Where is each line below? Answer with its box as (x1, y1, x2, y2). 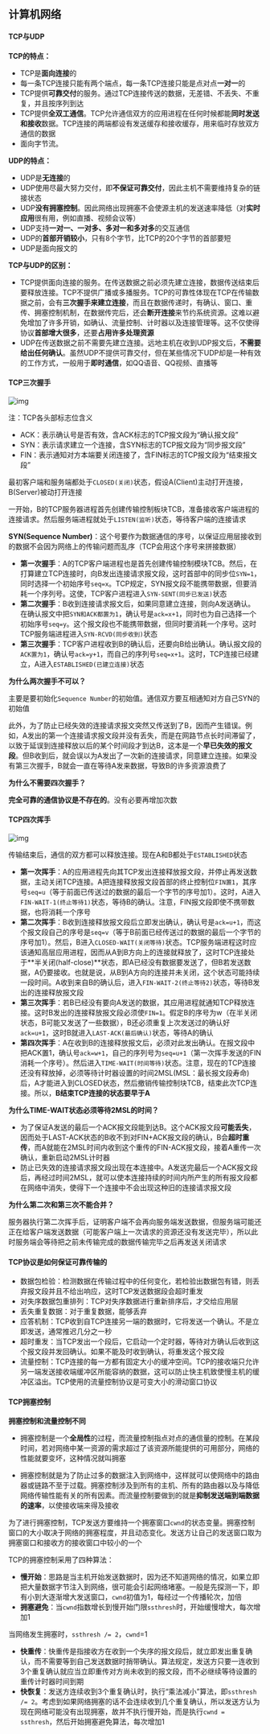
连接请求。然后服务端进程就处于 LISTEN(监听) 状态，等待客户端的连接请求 (8, 514, 247, 524)
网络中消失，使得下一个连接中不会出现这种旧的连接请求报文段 (27, 1183, 231, 1192)
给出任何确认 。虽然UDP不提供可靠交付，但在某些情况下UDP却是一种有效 (19, 348, 261, 357)
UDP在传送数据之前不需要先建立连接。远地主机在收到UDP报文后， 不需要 (19, 337, 261, 348)
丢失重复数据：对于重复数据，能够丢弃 (19, 1307, 147, 1316)
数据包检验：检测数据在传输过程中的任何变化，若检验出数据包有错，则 (19, 1276, 253, 1286)
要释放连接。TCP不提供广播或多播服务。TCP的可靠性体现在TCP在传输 (19, 287, 253, 297)
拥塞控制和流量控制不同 (8, 1416, 86, 1426)
